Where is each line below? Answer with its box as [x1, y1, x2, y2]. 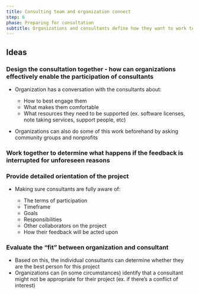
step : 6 [6, 14, 25, 20]
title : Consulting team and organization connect [6, 8, 131, 15]
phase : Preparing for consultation [6, 20, 94, 25]
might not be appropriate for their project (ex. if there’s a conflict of [14, 276, 179, 283]
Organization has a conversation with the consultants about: [14, 85, 162, 92]
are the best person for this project [14, 263, 100, 270]
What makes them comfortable [23, 103, 99, 110]
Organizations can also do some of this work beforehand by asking [14, 127, 179, 135]
